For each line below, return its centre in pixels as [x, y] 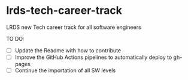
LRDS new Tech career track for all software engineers [74, 27]
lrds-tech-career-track [64, 11]
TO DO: [16, 38]
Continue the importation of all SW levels [65, 70]
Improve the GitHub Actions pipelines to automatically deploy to [93, 57]
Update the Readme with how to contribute [68, 50]
